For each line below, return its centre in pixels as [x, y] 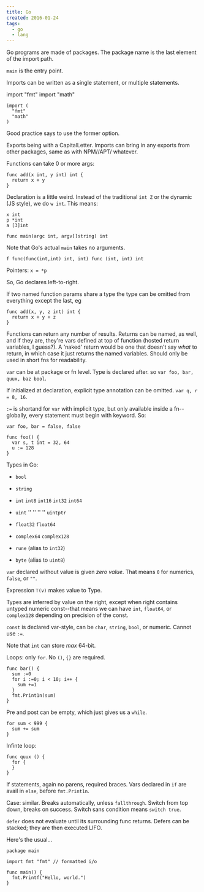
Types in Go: [22, 465]
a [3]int [17, 226]
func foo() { [23, 437]
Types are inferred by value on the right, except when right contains [92, 602]
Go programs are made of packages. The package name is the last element [102, 52]
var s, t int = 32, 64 [41, 443]
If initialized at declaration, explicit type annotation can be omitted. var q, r [102, 390]
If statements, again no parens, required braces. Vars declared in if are [96, 785]
